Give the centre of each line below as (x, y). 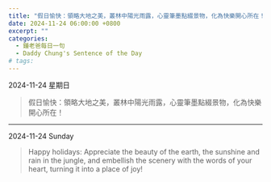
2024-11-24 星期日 (39, 85)
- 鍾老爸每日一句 (40, 46)
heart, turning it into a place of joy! (85, 169)
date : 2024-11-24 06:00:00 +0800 (65, 23)
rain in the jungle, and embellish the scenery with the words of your (140, 160)
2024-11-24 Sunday (41, 136)
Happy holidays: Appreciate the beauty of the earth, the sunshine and (144, 151)
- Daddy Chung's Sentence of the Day (79, 53)
